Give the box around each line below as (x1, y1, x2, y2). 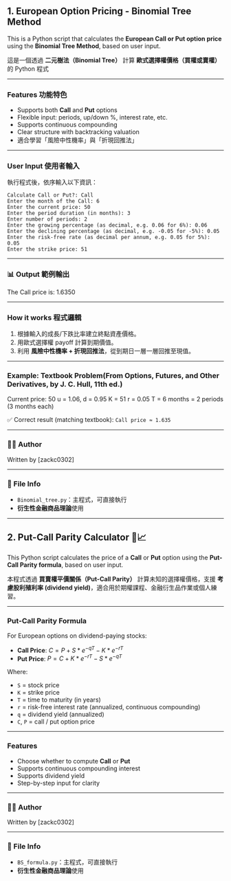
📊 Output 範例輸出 (7, 269, 70, 279)
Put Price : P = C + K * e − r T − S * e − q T (16, 653, 122, 662)
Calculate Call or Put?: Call (7, 192, 94, 199)
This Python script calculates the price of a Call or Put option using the (7, 553, 208, 561)
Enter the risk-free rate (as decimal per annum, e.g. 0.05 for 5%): (7, 234, 211, 241)
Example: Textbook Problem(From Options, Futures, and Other (7, 370, 220, 380)
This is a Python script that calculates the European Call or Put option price (7, 34, 222, 43)
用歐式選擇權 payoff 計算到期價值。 (16, 338, 118, 346)
